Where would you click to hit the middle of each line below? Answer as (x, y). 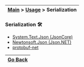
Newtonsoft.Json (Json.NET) (42, 42)
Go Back (18, 60)
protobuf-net (25, 48)
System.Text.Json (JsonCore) (42, 37)
